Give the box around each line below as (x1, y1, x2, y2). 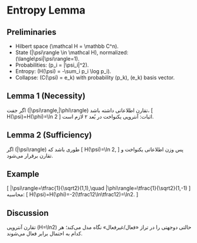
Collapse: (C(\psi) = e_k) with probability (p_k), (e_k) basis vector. (15, 74, 175, 81)
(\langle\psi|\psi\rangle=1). (15, 55, 80, 62)
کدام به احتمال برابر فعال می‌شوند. (6, 230, 83, 237)
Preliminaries (6, 27, 57, 37)
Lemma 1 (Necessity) (6, 91, 86, 101)
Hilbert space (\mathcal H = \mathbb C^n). (15, 42, 119, 50)
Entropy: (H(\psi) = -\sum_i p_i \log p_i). (15, 68, 111, 74)
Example (6, 169, 40, 179)
